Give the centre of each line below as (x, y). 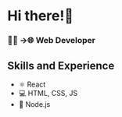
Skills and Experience (61, 66)
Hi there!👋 (40, 16)
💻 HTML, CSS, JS (48, 93)
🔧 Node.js (34, 104)
